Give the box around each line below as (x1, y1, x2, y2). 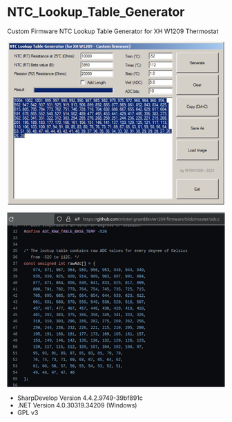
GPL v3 (17, 408, 39, 416)
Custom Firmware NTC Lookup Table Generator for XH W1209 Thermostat (7, 27, 219, 35)
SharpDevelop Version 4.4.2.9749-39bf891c (17, 394, 144, 402)
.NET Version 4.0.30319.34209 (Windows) (17, 401, 137, 409)
